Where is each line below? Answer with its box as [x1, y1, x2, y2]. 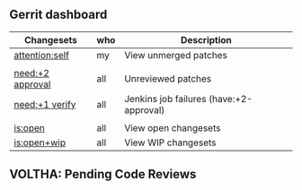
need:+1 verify [13, 98, 76, 110]
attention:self [13, 48, 70, 61]
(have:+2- [208, 92, 253, 105]
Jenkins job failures [124, 92, 207, 105]
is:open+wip [13, 136, 66, 149]
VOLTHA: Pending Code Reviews [9, 167, 197, 182]
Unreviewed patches [124, 72, 212, 84]
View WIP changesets [124, 136, 218, 149]
